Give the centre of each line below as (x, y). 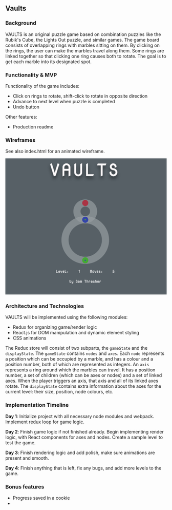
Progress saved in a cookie (41, 498)
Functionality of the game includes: (42, 86)
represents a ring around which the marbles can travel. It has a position (80, 370)
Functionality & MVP (31, 75)
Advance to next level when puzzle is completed (64, 101)
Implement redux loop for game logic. (45, 422)
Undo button (26, 107)
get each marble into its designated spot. (49, 62)
